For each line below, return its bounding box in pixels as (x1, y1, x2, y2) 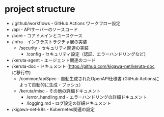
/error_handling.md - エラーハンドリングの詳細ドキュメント (26, 94, 147, 100)
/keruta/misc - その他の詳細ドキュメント (19, 88, 101, 94)
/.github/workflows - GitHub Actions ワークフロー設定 (11, 20, 121, 26)
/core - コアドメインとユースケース (11, 32, 83, 38)
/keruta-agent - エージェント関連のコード (11, 57, 96, 63)
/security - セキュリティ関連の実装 (19, 45, 89, 51)
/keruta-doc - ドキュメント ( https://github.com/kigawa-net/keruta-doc (11, 63, 155, 69)
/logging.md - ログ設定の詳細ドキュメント (26, 100, 111, 106)
